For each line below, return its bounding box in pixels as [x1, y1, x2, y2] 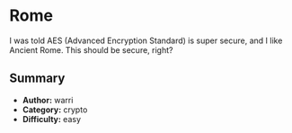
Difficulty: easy [22, 113, 82, 124]
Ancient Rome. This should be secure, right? [9, 44, 173, 55]
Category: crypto [22, 104, 88, 115]
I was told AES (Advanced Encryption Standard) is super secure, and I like [9, 35, 283, 46]
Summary [9, 71, 66, 86]
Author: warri [22, 94, 74, 105]
